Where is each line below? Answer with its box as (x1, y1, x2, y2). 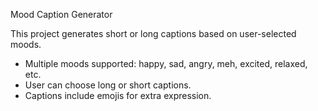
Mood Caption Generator (10, 9, 113, 20)
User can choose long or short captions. (24, 79, 192, 91)
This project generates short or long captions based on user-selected (10, 28, 297, 39)
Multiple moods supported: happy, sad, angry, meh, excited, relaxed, (24, 58, 308, 69)
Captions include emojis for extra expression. (24, 90, 212, 101)
